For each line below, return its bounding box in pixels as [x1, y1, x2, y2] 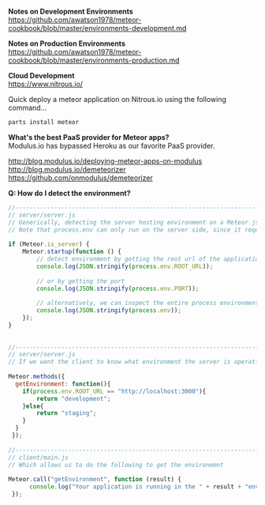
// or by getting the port [36, 277, 125, 285]
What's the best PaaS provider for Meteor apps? [8, 132, 170, 141]
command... [8, 103, 47, 112]
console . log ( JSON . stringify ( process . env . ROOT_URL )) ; [36, 262, 214, 270]
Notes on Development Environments [8, 7, 134, 16]
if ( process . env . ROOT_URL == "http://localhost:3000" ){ [22, 387, 207, 395]
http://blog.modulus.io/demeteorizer [8, 164, 126, 174]
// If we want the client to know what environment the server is [8, 358, 231, 366]
